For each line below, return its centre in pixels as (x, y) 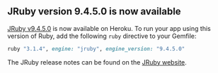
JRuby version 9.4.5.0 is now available (94, 12)
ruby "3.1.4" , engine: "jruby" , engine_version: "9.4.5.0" (96, 48)
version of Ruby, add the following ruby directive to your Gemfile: (102, 36)
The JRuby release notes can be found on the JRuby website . (97, 62)
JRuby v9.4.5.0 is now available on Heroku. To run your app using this (109, 28)
